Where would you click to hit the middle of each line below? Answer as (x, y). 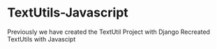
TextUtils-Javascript (68, 13)
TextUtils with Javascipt (42, 39)
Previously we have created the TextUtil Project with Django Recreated (109, 32)
